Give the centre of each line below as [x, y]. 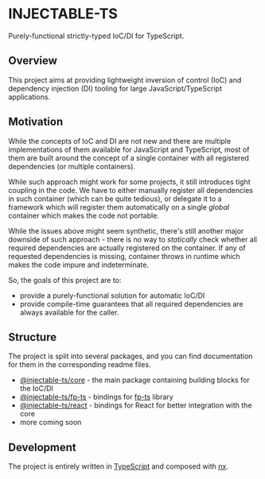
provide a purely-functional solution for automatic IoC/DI [112, 296]
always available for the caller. [69, 312]
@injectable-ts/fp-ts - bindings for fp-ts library [96, 397]
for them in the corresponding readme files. [80, 365]
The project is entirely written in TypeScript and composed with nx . [118, 466]
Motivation [36, 122]
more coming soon [51, 423]
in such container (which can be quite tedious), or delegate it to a [115, 199]
